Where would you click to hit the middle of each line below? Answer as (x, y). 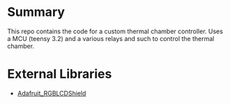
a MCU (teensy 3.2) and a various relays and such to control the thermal (111, 38)
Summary (36, 12)
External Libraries (60, 74)
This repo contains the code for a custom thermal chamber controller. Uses (115, 31)
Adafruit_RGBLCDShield (52, 93)
